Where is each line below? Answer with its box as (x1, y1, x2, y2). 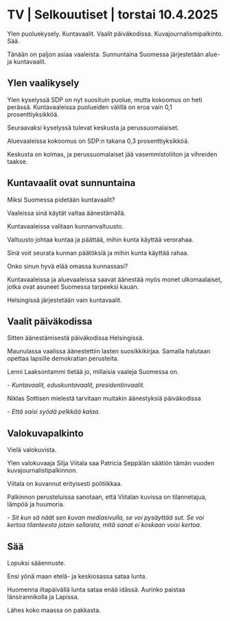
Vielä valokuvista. (7, 446, 57, 454)
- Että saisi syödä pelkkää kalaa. (7, 408, 101, 416)
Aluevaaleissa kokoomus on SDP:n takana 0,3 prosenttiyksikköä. (7, 137, 190, 145)
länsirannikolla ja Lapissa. (7, 593, 80, 600)
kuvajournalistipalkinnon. (7, 467, 78, 475)
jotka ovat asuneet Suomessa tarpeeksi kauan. (7, 282, 139, 291)
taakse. (7, 157, 28, 165)
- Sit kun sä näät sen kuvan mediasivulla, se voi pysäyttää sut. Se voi (7, 513, 205, 522)
